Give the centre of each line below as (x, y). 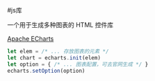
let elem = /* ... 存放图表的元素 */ (58, 51)
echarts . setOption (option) (46, 71)
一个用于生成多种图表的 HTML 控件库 (60, 25)
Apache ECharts (31, 39)
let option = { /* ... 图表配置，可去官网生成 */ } (78, 64)
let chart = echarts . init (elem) (54, 57)
